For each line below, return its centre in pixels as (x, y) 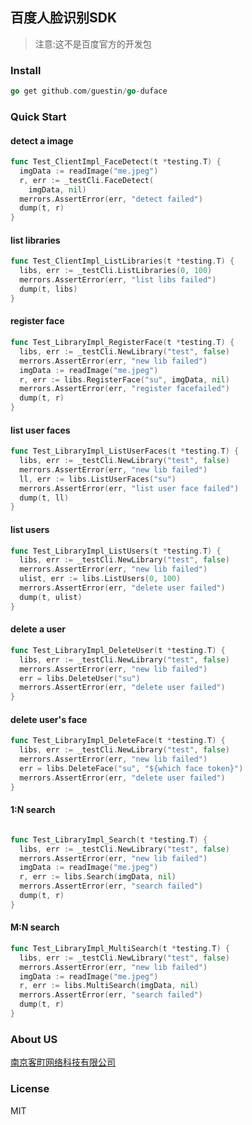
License (30, 1089)
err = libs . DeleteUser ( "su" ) (80, 678)
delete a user (38, 629)
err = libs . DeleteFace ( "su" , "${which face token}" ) (131, 768)
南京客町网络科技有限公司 (63, 1062)
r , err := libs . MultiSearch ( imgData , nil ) (109, 986)
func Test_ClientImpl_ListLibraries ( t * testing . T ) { (122, 261)
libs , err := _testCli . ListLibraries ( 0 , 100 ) (116, 271)
